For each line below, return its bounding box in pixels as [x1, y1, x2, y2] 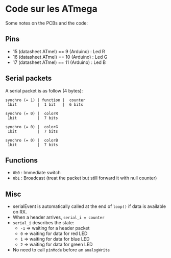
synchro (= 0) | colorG [5, 124, 58, 129]
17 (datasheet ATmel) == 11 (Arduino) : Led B [12, 59, 106, 65]
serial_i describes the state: [12, 220, 75, 226]
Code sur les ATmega [5, 3, 98, 15]
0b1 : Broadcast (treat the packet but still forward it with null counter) [12, 175, 157, 181]
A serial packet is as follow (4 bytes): [5, 87, 83, 93]
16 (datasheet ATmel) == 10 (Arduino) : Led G [12, 54, 108, 60]
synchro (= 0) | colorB [5, 137, 58, 143]
